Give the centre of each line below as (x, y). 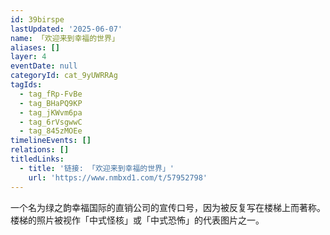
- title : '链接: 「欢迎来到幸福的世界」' (97, 168)
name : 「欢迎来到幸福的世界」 (65, 38)
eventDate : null (44, 66)
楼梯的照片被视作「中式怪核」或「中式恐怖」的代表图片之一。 (137, 220)
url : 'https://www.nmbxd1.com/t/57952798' (118, 177)
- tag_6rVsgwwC (51, 122)
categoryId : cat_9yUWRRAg (64, 76)
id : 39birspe (37, 19)
